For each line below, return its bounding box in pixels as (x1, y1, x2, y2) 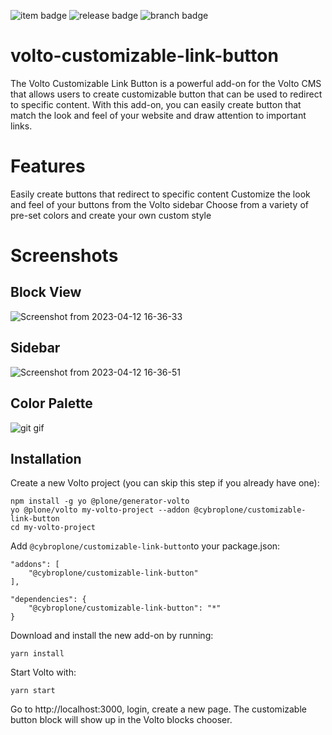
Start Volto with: (10, 666, 77, 679)
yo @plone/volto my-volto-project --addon (10, 505, 190, 515)
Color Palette (10, 395, 93, 412)
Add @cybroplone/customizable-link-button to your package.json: (10, 540, 281, 552)
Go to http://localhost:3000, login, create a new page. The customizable (10, 703, 307, 715)
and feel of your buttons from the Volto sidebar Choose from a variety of (10, 198, 309, 210)
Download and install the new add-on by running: (10, 630, 214, 642)
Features (10, 155, 86, 178)
